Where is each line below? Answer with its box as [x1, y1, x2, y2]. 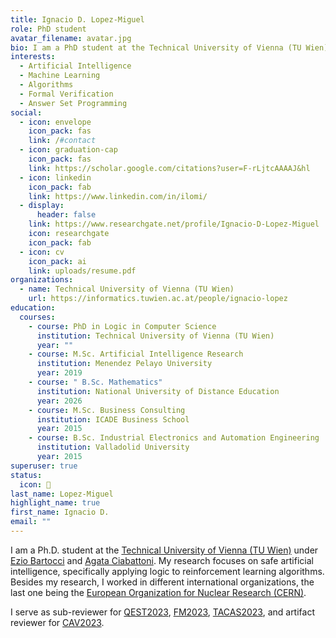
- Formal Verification [19, 89, 114, 99]
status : [10, 470, 43, 480]
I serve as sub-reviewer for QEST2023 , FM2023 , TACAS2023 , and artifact [10, 606, 315, 618]
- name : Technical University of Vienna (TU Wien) [19, 284, 235, 295]
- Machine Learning [19, 71, 101, 81]
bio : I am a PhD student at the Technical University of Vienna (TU [10, 42, 302, 53]
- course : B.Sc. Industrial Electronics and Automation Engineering [28, 433, 320, 443]
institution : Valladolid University [36, 442, 190, 453]
